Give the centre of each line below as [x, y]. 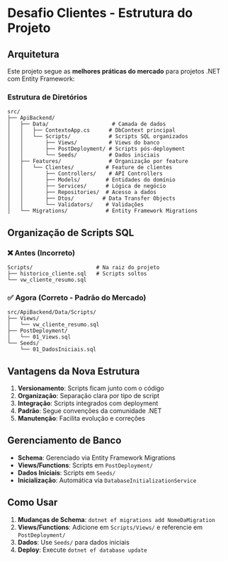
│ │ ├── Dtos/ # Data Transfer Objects [91, 199]
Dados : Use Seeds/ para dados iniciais [73, 542]
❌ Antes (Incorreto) [41, 253]
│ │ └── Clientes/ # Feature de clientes [90, 168]
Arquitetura [33, 54]
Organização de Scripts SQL [71, 233]
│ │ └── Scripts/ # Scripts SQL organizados [98, 137]
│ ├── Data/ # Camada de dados [87, 124]
